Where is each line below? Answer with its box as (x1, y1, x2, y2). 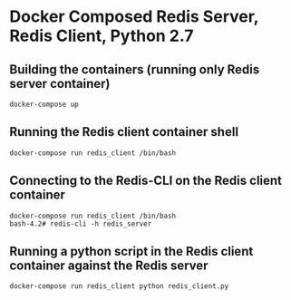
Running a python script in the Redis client (9, 244, 254, 259)
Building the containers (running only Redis (9, 62, 260, 77)
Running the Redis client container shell (9, 124, 238, 140)
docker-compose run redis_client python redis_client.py (9, 282, 229, 291)
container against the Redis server (9, 258, 209, 274)
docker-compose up (9, 100, 79, 109)
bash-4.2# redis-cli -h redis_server (9, 219, 152, 228)
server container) (9, 75, 111, 92)
